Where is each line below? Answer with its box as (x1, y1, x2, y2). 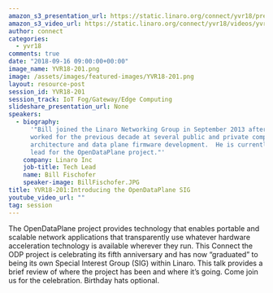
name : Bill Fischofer (23, 171, 96, 179)
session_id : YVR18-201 (8, 87, 85, 96)
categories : (8, 34, 49, 43)
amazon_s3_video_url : (8, 20, 82, 28)
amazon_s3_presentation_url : (8, 11, 107, 20)
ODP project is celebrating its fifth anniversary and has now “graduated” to (8, 249, 258, 259)
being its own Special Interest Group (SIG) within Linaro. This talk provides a (8, 258, 263, 268)
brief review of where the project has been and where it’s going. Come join (8, 266, 258, 277)
